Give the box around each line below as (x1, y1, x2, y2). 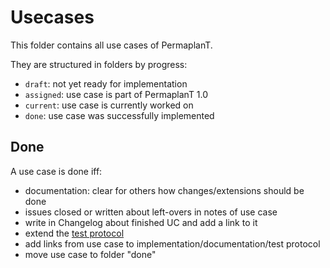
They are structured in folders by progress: (10, 58, 188, 70)
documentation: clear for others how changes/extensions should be (24, 184, 305, 196)
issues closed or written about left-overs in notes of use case (24, 206, 278, 218)
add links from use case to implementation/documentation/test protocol (24, 237, 321, 250)
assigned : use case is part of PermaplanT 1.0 (24, 88, 209, 100)
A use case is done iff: (10, 165, 103, 177)
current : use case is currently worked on (24, 99, 194, 111)
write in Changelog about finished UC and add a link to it (24, 216, 258, 228)
